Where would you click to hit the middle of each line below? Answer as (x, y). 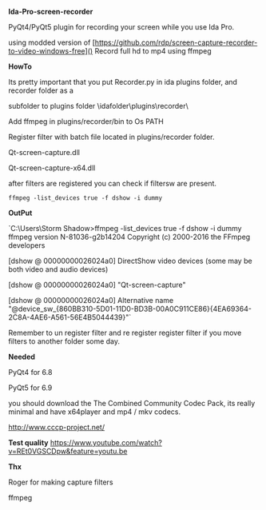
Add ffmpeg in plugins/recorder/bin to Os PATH (86, 122)
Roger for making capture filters (61, 482)
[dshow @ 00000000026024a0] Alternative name (91, 300)
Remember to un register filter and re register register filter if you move (125, 333)
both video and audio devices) (58, 269)
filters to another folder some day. (64, 341)
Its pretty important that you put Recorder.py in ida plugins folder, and (123, 82)
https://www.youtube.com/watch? (106, 442)
